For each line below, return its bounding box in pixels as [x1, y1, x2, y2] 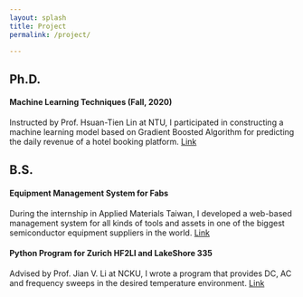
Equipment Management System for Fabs [9, 187, 169, 198]
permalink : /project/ [9, 30, 91, 39]
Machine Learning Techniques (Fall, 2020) [9, 97, 173, 108]
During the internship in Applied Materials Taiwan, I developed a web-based [9, 207, 292, 218]
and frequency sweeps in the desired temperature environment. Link [9, 277, 265, 288]
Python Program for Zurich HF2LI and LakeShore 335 [9, 248, 213, 259]
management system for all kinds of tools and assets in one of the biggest [9, 217, 285, 228]
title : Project [9, 22, 67, 31]
